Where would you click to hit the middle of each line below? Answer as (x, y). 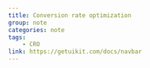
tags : (17, 37)
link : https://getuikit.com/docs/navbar (75, 52)
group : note (27, 23)
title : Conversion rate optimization (70, 15)
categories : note (37, 30)
